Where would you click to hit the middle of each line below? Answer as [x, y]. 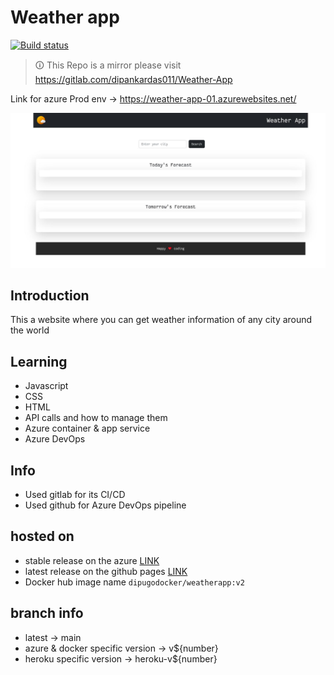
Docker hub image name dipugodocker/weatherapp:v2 [134, 582]
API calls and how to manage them [96, 418]
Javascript [46, 386]
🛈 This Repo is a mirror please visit [108, 65]
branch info [47, 613]
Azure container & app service [87, 428]
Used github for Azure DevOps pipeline [105, 505]
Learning [39, 361]
